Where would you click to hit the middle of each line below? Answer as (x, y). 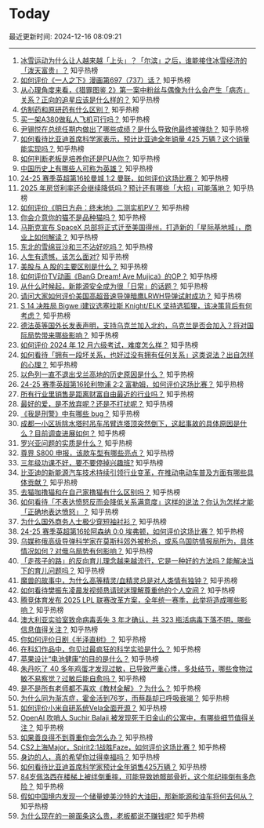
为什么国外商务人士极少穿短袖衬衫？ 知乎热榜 (93, 521)
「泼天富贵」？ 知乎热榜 (59, 70)
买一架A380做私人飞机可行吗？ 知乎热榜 (85, 119)
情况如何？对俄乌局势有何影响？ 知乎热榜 (87, 551)
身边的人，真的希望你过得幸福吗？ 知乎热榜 (90, 757)
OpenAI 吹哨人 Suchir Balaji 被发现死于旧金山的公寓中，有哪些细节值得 (134, 717)
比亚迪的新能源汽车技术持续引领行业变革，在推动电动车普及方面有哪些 (134, 472)
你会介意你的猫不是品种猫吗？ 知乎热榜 (83, 217)
